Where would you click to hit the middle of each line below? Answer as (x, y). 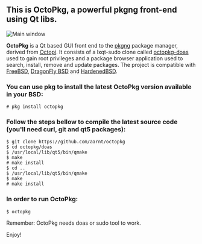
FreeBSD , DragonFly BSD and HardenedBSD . (62, 71)
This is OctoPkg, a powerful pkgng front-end (92, 10)
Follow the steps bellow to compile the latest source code (92, 122)
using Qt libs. (32, 20)
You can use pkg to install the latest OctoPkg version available (99, 87)
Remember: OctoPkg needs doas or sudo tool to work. (74, 223)
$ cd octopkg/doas (29, 147)
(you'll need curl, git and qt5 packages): (66, 130)
